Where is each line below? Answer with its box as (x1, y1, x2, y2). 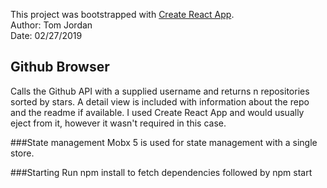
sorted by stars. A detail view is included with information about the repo (10, 95, 310, 108)
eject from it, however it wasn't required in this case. (10, 117, 227, 129)
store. (10, 147, 35, 159)
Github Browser (10, 59, 110, 76)
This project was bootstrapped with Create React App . (10, 9, 235, 20)
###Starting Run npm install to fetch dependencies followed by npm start (10, 166, 313, 178)
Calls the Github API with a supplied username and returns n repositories (10, 85, 310, 97)
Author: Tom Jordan (10, 19, 93, 31)
